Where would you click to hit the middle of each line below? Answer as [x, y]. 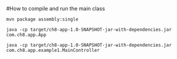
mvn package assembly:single [42, 19]
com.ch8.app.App [26, 35]
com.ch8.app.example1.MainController [53, 50]
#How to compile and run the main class [56, 9]
